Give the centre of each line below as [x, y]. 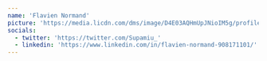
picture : [22, 23]
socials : [22, 30]
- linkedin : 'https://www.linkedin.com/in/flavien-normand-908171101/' [136, 45]
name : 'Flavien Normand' [49, 15]
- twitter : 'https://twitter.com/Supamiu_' [88, 38]
